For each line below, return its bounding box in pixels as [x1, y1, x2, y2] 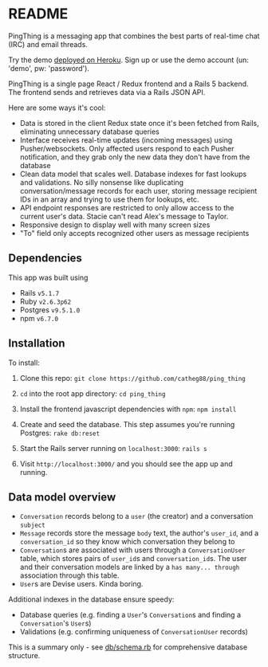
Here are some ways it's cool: [8, 103, 106, 112]
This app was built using [8, 273, 89, 282]
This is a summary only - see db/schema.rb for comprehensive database [8, 642, 248, 652]
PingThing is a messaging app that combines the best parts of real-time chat [8, 31, 260, 41]
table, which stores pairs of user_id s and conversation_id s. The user [19, 554, 247, 563]
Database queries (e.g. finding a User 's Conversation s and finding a [19, 610, 242, 620]
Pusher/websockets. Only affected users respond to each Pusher [19, 143, 235, 153]
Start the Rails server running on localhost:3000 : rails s [19, 443, 207, 453]
